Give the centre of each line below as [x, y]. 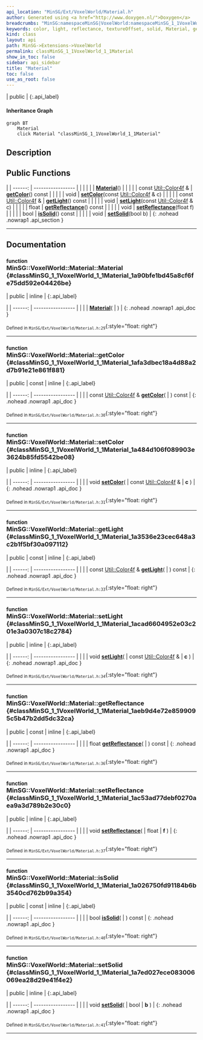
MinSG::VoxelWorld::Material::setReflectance [75, 790]
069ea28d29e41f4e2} [40, 980]
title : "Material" [29, 68]
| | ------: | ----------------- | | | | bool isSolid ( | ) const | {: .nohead [90, 918]
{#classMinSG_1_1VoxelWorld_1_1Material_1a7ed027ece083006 [101, 972]
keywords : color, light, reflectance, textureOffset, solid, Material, [98, 29]
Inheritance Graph [30, 110]
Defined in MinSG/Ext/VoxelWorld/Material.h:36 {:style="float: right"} [82, 762]
